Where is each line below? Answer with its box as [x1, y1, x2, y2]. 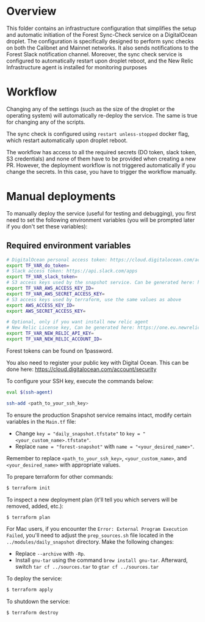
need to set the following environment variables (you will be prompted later [6, 216, 195, 223]
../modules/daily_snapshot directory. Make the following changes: [6, 538, 174, 545]
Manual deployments [6, 190, 116, 203]
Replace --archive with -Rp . [15, 550, 85, 558]
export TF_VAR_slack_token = [6, 274, 78, 280]
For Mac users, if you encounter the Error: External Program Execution [6, 525, 188, 533]
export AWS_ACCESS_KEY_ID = [6, 302, 75, 309]
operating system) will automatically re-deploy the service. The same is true [6, 111, 198, 119]
